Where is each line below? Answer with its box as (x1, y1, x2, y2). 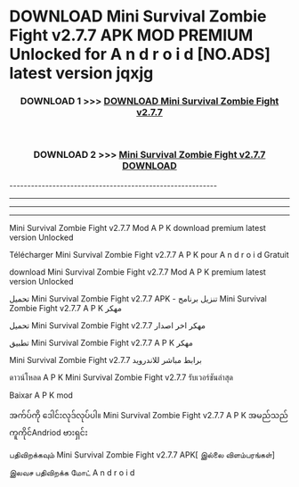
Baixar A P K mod (9, 390, 74, 400)
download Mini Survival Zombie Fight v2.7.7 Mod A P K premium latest (9, 266, 267, 277)
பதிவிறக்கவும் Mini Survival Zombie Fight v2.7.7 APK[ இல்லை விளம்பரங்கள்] (9, 449, 276, 460)
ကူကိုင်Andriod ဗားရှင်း (9, 426, 88, 438)
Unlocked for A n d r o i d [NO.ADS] (9, 45, 271, 64)
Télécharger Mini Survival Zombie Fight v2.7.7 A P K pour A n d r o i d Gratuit (9, 249, 289, 260)
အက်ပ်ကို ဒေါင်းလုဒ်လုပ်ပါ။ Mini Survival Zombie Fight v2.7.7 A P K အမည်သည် (9, 409, 289, 420)
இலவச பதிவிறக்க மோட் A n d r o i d (9, 466, 135, 478)
